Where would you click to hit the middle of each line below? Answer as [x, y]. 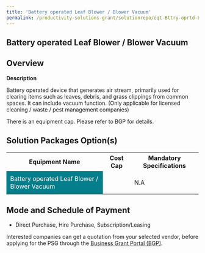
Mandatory [164, 158]
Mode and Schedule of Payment [68, 210]
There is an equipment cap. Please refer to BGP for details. [80, 121]
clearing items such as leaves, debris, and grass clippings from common [97, 96]
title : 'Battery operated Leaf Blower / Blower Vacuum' [79, 12]
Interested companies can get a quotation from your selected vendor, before [103, 237]
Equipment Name [55, 162]
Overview [25, 63]
